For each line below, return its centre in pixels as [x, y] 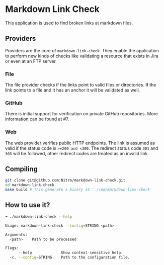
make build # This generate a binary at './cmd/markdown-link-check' [79, 190]
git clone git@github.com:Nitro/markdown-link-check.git [65, 180]
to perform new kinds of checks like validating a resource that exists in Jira [82, 56]
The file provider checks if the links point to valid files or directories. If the [81, 85]
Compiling [22, 169]
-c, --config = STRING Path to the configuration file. [70, 258]
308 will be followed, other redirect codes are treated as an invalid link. [77, 153]
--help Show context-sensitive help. [71, 253]
